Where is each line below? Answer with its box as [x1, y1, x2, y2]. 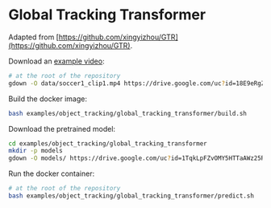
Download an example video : [8, 56, 105, 66]
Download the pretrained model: [8, 124, 115, 133]
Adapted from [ [8, 32, 59, 42]
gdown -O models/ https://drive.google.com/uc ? [8, 154, 172, 162]
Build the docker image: [8, 94, 87, 104]
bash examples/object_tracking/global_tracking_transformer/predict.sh [8, 192, 254, 200]
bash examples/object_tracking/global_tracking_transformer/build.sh [8, 109, 248, 117]
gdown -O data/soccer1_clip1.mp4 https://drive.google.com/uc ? [8, 79, 226, 88]
